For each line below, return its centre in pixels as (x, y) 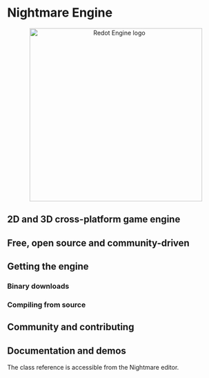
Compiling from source (47, 305)
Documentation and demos (67, 351)
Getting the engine (48, 267)
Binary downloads (38, 287)
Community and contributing (71, 327)
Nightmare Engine (60, 13)
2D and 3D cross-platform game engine (94, 219)
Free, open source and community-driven (98, 243)
